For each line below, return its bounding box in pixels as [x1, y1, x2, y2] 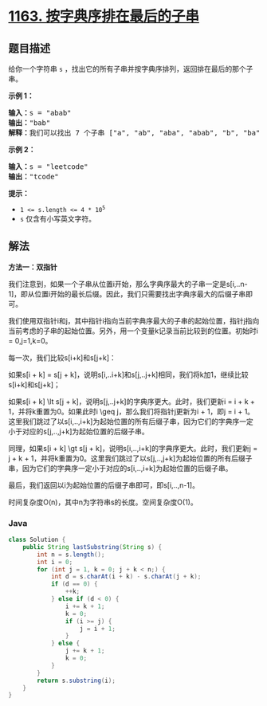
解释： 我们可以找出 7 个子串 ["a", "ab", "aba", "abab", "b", [8, 128, 240, 137]
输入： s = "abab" [8, 108, 72, 117]
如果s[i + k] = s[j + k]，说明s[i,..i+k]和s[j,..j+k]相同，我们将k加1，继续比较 [8, 370, 249, 379]
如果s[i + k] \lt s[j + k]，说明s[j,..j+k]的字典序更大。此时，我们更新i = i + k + [8, 396, 255, 406]
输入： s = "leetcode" [8, 163, 89, 171]
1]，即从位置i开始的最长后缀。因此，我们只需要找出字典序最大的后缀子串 [8, 288, 246, 299]
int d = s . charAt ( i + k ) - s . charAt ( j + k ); [50, 573, 202, 581]
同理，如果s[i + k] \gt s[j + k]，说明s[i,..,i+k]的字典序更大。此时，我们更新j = [8, 443, 258, 453]
